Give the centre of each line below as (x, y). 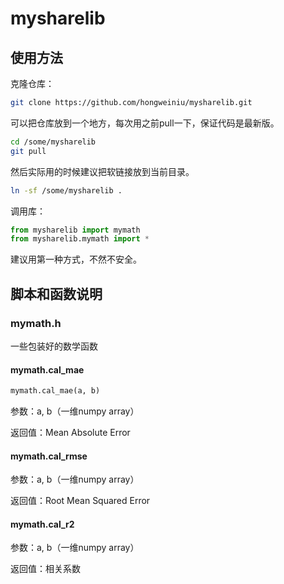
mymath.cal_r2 (42, 524)
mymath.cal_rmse (49, 456)
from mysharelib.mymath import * (80, 239)
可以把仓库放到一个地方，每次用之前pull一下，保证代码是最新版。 (145, 123)
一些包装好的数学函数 (54, 346)
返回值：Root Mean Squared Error (80, 501)
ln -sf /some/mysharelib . (66, 190)
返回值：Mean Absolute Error (70, 433)
